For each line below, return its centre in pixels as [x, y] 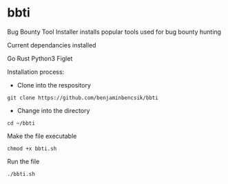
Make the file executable [42, 136]
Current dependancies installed [52, 45]
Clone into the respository [54, 85]
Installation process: [36, 72]
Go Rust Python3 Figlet [40, 58]
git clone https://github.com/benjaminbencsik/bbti [83, 98]
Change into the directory [53, 110]
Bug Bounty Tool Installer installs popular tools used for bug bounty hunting [114, 32]
